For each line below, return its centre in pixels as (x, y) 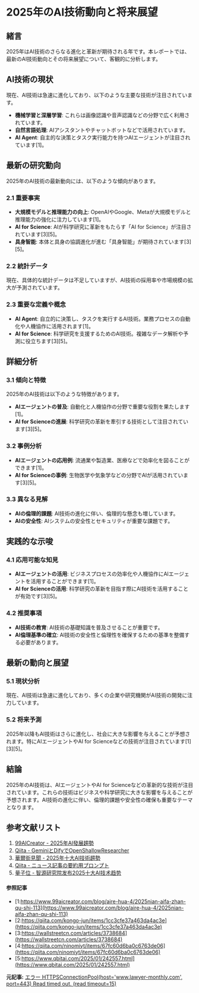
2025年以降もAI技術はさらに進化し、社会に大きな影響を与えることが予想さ (98, 734)
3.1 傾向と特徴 (26, 380)
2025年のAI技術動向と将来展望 (82, 12)
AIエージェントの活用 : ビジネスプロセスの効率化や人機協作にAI (92, 574)
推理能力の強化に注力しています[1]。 (59, 219)
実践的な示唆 (30, 542)
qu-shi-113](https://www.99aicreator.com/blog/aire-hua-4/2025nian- (99, 908)
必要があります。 (41, 642)
